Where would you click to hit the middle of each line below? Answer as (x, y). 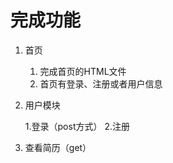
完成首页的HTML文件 (83, 71)
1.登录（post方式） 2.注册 (77, 126)
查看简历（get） (58, 147)
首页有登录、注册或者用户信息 (101, 83)
